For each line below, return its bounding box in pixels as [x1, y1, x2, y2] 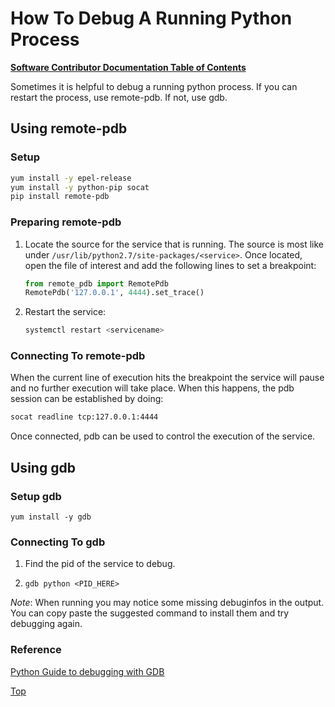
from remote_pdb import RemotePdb [24, 278, 169, 289]
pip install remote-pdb [10, 192, 110, 202]
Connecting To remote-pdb [10, 349, 146, 363]
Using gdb [10, 459, 76, 476]
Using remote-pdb [10, 120, 128, 137]
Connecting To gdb [10, 535, 106, 549]
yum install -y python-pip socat [10, 182, 150, 192]
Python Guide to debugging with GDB [10, 665, 165, 677]
